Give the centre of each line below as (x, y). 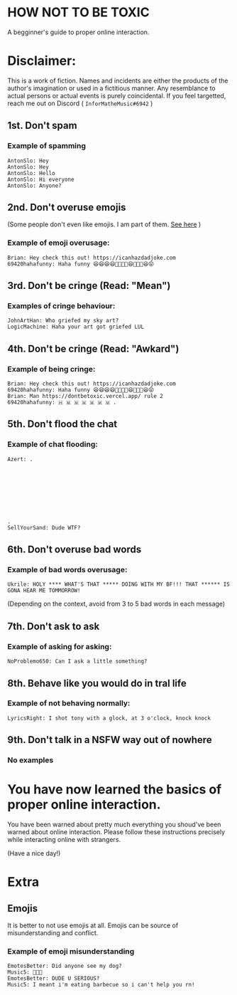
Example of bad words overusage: (67, 570)
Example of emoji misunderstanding (71, 951)
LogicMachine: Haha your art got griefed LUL (76, 327)
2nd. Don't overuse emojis (67, 207)
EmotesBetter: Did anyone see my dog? (65, 966)
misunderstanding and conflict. (53, 933)
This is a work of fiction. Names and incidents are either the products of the (118, 80)
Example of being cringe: (51, 369)
